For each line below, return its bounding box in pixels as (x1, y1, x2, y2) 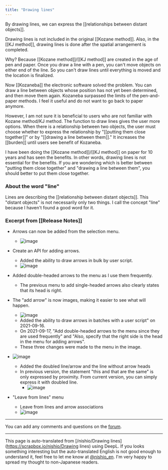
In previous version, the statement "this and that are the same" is (19, 369, 154, 375)
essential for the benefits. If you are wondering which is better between (5, 159, 152, 165)
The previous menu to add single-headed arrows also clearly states (19, 282, 159, 288)
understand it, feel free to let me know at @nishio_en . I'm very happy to (5, 454, 152, 460)
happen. (12, 303, 30, 309)
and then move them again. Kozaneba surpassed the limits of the (5, 92, 139, 98)
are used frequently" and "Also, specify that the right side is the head (19, 333, 162, 340)
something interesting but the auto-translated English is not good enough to (5, 449, 161, 455)
